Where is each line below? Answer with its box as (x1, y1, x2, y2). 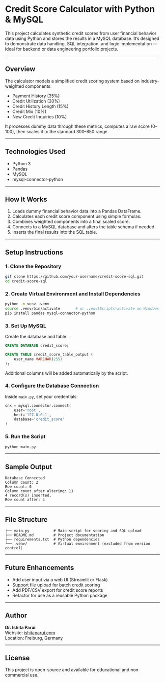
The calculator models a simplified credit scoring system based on (5, 78, 140, 84)
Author (5, 611, 27, 620)
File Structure (5, 515, 48, 524)
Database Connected (5, 476, 45, 481)
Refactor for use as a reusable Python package (12, 592, 108, 598)
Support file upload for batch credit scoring (12, 582, 100, 588)
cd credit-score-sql (5, 279, 48, 284)
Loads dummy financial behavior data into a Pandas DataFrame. (12, 208, 141, 214)
